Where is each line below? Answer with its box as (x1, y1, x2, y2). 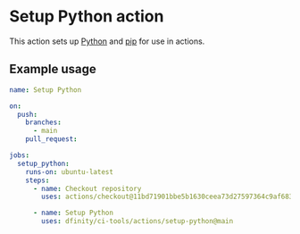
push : (17, 110, 38, 119)
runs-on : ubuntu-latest (25, 167, 114, 176)
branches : (25, 118, 62, 127)
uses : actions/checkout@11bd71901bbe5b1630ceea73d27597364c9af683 (41, 192, 294, 202)
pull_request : (25, 135, 78, 144)
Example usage (9, 62, 96, 77)
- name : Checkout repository (32, 184, 142, 193)
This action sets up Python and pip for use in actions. (9, 36, 205, 46)
